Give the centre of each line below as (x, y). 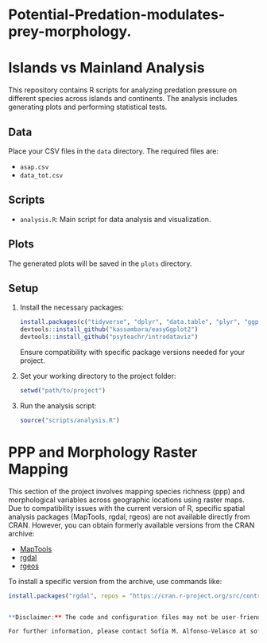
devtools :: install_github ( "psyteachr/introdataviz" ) (109, 337)
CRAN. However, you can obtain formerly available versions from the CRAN (132, 525)
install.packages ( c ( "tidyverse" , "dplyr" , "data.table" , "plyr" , (130, 322)
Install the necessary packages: (72, 307)
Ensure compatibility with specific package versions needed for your (132, 352)
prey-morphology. (70, 31)
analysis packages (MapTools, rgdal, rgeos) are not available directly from (129, 516)
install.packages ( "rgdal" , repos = (67, 596)
